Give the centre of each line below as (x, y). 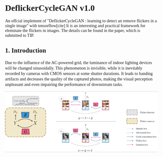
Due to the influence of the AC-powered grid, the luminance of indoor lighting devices (79, 63)
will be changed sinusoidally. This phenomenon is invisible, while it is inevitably (74, 68)
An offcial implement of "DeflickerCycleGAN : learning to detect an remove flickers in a (81, 21)
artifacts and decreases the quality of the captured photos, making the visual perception (79, 79)
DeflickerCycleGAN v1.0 (50, 8)
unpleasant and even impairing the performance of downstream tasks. (64, 85)
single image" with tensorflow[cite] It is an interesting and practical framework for (75, 25)
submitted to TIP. (20, 35)
